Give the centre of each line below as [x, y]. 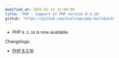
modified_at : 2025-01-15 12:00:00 [40, 9]
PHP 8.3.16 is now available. [40, 32]
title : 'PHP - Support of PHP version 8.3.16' [53, 14]
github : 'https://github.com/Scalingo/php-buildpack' [60, 18]
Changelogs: [18, 42]
